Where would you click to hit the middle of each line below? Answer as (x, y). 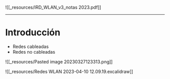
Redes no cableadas (34, 52)
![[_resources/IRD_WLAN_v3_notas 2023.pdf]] (53, 7)
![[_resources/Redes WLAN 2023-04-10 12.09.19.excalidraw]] (69, 71)
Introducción (33, 33)
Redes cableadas (31, 46)
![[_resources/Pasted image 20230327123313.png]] (59, 62)
